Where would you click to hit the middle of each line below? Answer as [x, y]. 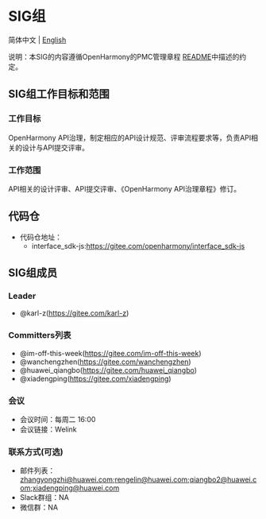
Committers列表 [40, 335]
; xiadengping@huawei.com [75, 488]
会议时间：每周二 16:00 [58, 420]
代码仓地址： [40, 237]
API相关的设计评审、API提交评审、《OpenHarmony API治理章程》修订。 [125, 188]
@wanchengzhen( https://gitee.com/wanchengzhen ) [106, 362]
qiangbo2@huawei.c [223, 480]
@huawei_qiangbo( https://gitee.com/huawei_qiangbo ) [108, 370]
